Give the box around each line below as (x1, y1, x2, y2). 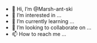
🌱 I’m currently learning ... (11, 18, 75, 24)
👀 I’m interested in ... (11, 12, 62, 19)
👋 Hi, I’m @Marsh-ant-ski (11, 6, 73, 12)
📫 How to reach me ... (11, 31, 66, 37)
